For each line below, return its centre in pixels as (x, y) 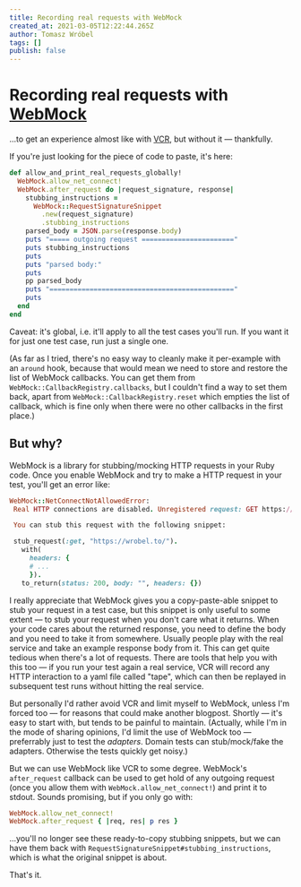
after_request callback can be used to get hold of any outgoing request (142, 778)
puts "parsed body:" (64, 264)
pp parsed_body (54, 281)
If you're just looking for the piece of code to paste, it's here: (121, 157)
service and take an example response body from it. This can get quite (140, 648)
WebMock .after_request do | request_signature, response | (126, 189)
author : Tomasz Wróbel (52, 34)
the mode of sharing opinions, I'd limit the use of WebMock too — (131, 732)
